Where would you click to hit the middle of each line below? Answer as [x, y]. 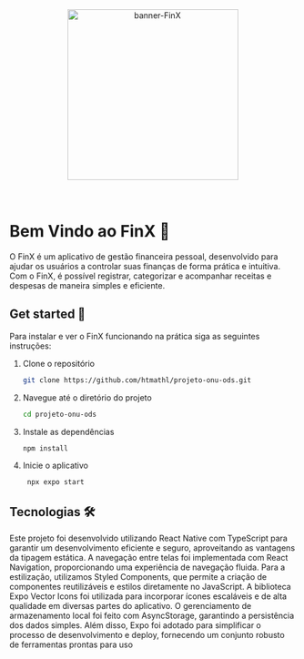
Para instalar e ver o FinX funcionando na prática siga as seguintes [135, 336]
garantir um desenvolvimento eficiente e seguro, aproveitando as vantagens [152, 548]
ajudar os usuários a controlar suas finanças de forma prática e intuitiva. [145, 266]
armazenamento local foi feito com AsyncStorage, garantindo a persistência [152, 616]
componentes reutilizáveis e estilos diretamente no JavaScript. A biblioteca [150, 587]
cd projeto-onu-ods [60, 414]
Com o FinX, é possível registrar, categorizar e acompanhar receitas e [141, 276]
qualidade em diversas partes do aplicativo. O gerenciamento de [131, 606]
